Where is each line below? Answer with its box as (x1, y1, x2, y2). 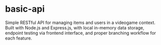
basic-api (5, 3, 45, 15)
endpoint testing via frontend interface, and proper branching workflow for (5, 30, 156, 36)
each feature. (5, 35, 32, 41)
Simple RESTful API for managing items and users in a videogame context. (5, 20, 156, 25)
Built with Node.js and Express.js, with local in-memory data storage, (5, 24, 145, 30)
